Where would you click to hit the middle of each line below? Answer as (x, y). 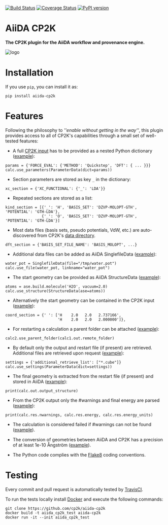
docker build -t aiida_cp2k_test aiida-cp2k (53, 513)
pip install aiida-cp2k (30, 96)
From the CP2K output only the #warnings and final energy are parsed (86, 400)
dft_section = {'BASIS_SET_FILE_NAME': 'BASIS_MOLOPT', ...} (71, 244)
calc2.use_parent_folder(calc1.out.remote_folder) (60, 338)
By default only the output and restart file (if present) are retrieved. (82, 347)
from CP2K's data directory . (66, 235)
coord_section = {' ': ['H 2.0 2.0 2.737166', (63, 315)
